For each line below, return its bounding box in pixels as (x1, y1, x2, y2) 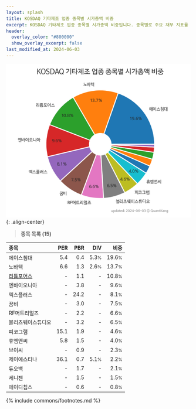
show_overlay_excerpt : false (11, 40, 83, 46)
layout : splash (6, 9, 43, 15)
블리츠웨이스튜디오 (8, 319, 52, 326)
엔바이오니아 (8, 282, 38, 289)
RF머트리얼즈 (8, 309, 39, 316)
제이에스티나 (8, 356, 38, 363)
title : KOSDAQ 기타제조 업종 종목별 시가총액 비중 (6, 15, 114, 22)
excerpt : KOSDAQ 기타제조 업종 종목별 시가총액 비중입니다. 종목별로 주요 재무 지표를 (6, 22, 189, 28)
